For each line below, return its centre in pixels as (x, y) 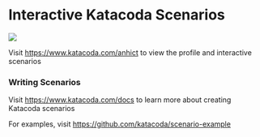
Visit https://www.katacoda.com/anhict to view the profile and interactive (130, 52)
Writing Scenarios (45, 82)
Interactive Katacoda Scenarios (117, 15)
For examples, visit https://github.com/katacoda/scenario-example (119, 124)
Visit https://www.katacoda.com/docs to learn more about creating (120, 100)
